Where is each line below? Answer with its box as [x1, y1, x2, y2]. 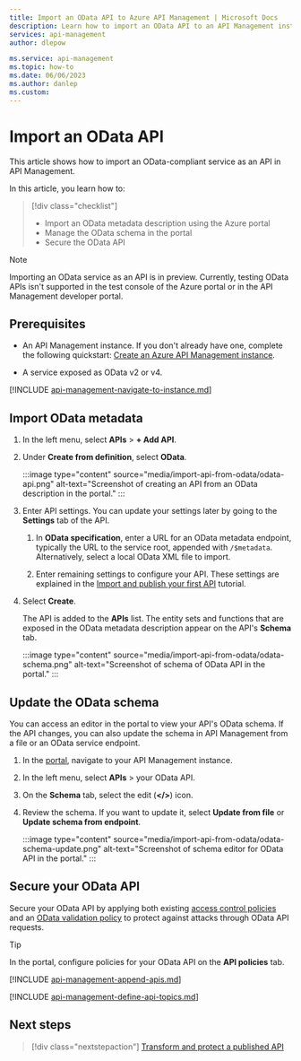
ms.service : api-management [9, 55, 115, 64]
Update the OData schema [9, 694, 159, 709]
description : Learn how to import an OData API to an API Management [9, 22, 275, 30]
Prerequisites [9, 316, 86, 332]
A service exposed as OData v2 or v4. [21, 367, 163, 378]
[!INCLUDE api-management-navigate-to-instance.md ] [9, 385, 212, 396]
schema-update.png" [21, 844, 102, 854]
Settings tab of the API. [21, 515, 110, 526]
